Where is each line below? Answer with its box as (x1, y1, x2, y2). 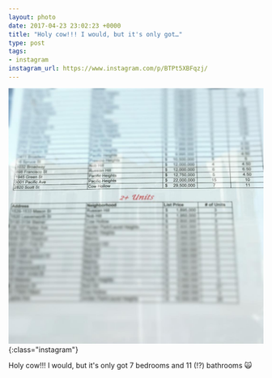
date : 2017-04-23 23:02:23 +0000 (8, 21, 121, 30)
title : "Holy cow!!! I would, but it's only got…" (8, 30, 183, 38)
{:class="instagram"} (8, 345, 79, 354)
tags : (8, 47, 27, 56)
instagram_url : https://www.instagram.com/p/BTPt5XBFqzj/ (8, 65, 208, 73)
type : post (8, 39, 45, 47)
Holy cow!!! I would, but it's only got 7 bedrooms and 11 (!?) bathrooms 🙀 (8, 360, 253, 370)
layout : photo (8, 13, 57, 21)
